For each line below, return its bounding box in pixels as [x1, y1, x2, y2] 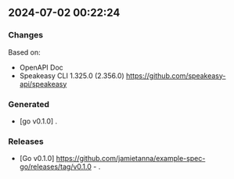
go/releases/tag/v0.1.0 [19, 162, 92, 171]
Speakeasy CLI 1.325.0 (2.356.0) [19, 70, 125, 81]
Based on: [8, 47, 41, 57]
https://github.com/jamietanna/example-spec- [56, 154, 206, 163]
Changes [8, 30, 44, 41]
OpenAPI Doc [19, 63, 64, 72]
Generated [8, 98, 49, 109]
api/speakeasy [19, 79, 67, 88]
